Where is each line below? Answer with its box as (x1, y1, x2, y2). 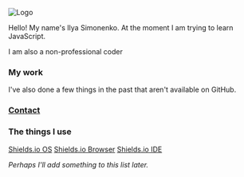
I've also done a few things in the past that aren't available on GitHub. (8, 85, 237, 95)
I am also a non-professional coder (8, 47, 124, 56)
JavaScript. (8, 32, 46, 41)
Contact (8, 104, 41, 116)
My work (8, 66, 44, 77)
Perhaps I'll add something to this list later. (8, 159, 149, 169)
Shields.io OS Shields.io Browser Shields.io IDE (8, 144, 163, 154)
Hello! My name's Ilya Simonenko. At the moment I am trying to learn (8, 23, 234, 32)
